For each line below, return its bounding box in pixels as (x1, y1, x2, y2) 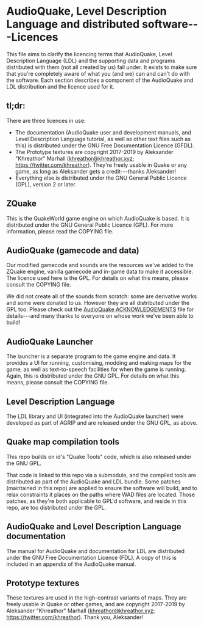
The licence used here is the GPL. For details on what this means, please (6, 274, 189, 282)
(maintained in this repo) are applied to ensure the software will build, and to (6, 484, 198, 491)
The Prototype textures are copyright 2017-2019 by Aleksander (15, 148, 174, 155)
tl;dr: (6, 101, 26, 111)
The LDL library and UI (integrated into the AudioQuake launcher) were (6, 413, 184, 420)
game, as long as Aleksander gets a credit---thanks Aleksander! (15, 167, 177, 175)
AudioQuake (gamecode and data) (6, 245, 140, 255)
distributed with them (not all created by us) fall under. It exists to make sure (6, 63, 197, 71)
